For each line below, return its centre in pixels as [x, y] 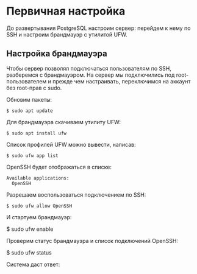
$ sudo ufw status [29, 252]
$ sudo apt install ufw [37, 133]
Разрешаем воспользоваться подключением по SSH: [76, 195]
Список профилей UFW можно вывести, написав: [71, 144]
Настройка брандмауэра [57, 54]
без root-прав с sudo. [34, 88]
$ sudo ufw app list [33, 156]
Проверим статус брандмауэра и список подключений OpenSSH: [92, 241]
